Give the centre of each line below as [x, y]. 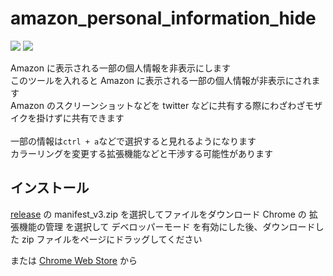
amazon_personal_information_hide [163, 18]
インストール [50, 188]
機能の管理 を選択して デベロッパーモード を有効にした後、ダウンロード [167, 226]
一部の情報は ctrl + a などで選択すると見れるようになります [133, 141]
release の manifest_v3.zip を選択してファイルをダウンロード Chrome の [158, 214]
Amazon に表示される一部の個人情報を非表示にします [120, 68]
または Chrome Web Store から [74, 260]
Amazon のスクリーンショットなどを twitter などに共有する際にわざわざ [158, 105]
